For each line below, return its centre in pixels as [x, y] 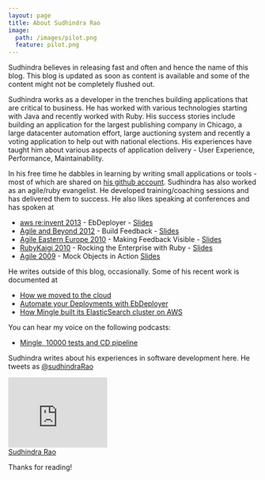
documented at [33, 280]
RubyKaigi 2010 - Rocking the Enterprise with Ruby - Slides [116, 248]
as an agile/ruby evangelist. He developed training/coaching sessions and [129, 191]
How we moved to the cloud [66, 295]
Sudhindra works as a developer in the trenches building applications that [128, 100]
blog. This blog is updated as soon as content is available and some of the [129, 76]
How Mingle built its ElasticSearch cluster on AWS [101, 312]
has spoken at [31, 207]
